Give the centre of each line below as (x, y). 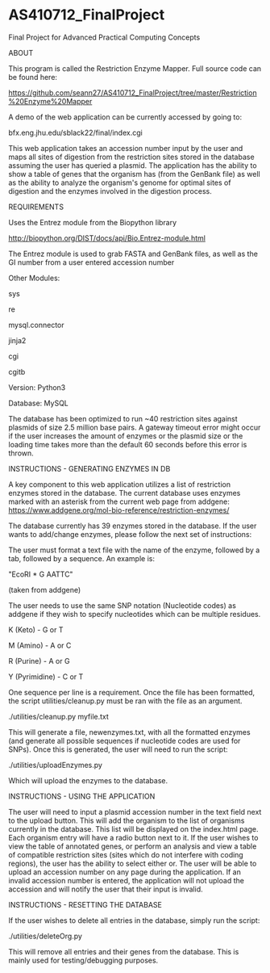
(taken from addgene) (45, 589)
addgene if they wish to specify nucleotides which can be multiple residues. (135, 614)
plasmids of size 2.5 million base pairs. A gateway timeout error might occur (135, 427)
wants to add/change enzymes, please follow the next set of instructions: (130, 534)
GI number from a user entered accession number (91, 262)
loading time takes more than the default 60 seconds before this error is (128, 444)
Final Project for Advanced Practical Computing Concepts (104, 37)
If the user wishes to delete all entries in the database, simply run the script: (134, 920)
